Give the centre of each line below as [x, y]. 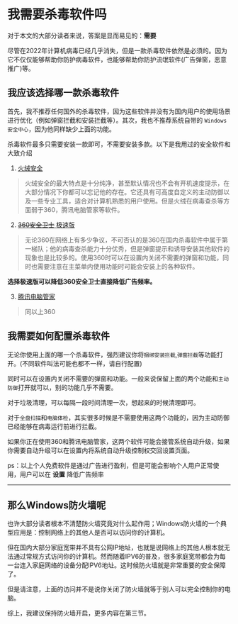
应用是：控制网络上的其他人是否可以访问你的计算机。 [91, 533]
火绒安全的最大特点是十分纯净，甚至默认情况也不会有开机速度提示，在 [127, 183]
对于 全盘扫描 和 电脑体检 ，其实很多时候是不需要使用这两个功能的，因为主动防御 [119, 417]
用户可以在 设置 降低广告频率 [62, 474]
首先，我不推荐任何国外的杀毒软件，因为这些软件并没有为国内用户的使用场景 [119, 111]
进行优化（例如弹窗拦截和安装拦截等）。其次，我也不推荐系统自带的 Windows [117, 120]
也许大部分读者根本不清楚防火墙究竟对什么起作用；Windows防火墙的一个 [114, 524]
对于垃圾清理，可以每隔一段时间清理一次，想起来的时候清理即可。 [103, 402]
